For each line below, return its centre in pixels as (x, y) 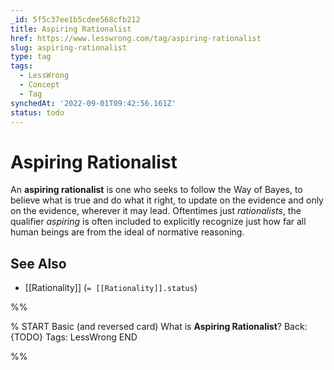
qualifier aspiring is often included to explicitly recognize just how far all (158, 222)
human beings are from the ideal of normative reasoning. (127, 232)
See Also (38, 263)
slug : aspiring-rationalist (69, 47)
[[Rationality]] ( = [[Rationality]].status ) (111, 288)
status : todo (37, 112)
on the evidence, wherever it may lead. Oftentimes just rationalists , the (156, 211)
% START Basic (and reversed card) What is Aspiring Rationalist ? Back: (159, 327)
